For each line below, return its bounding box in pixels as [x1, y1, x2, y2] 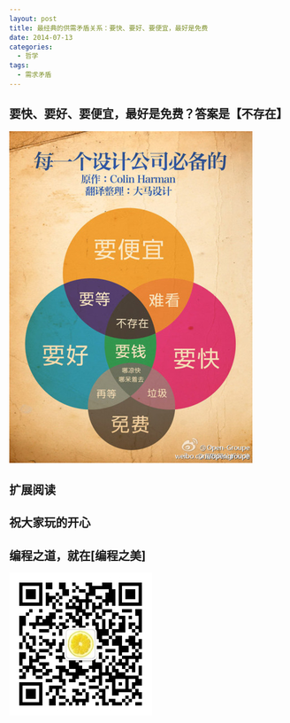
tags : [9, 61, 29, 70]
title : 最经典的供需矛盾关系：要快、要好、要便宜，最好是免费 [9, 23, 209, 33]
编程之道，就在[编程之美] [9, 548, 146, 563]
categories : [9, 43, 53, 51]
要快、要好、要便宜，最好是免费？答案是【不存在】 [9, 106, 288, 121]
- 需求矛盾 [17, 71, 52, 80]
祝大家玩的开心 [9, 515, 91, 531]
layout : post [9, 14, 57, 23]
